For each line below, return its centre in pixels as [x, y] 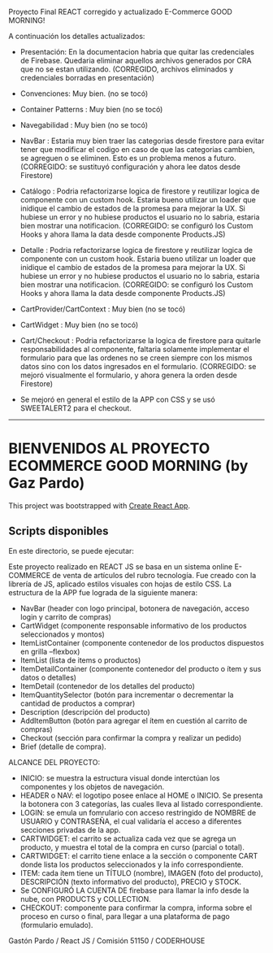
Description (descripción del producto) [85, 711]
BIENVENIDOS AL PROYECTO [109, 448]
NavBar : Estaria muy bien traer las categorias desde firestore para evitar [142, 141]
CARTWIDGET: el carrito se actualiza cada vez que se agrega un [128, 838]
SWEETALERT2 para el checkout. [76, 408]
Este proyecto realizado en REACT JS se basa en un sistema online [121, 566]
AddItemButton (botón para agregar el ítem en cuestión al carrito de [134, 720]
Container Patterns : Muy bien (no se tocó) [91, 109]
